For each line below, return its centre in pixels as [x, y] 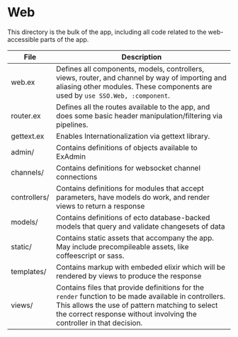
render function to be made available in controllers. [141, 296]
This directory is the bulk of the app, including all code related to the [107, 32]
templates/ [29, 271]
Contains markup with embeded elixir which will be [141, 267]
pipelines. [72, 125]
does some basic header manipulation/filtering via [140, 115]
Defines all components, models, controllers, [130, 69]
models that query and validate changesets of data [141, 226]
